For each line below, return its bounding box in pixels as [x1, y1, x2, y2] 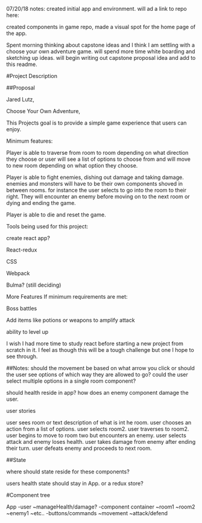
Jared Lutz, [6, 96, 35, 103]
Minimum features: [6, 137, 53, 145]
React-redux [6, 246, 37, 253]
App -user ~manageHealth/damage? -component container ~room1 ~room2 [6, 503, 195, 510]
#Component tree [6, 492, 50, 498]
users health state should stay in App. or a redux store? [6, 480, 144, 487]
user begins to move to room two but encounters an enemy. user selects [6, 432, 187, 439]
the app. [6, 30, 27, 37]
